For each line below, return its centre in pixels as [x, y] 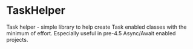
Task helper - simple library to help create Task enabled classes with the [97, 27]
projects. [17, 39]
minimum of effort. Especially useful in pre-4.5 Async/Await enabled [91, 33]
